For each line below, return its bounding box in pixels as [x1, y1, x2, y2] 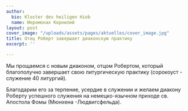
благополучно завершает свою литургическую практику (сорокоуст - [6, 68, 183, 75]
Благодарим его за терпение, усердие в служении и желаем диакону [6, 86, 181, 93]
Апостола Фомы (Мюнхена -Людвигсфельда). [6, 98, 122, 105]
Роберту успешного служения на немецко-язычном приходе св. [6, 92, 169, 99]
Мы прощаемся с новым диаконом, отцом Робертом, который [6, 62, 163, 69]
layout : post [6, 25, 38, 31]
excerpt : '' [6, 41, 35, 47]
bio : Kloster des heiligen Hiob [11, 14, 91, 20]
